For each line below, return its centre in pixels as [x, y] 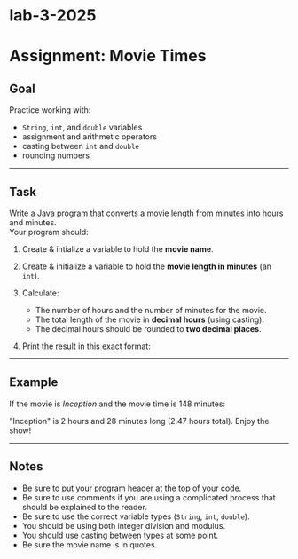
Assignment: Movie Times [108, 56]
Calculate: [40, 293]
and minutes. [33, 222]
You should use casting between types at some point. [120, 535]
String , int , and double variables [82, 127]
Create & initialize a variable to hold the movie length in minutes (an [147, 266]
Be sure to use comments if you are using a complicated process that [149, 497]
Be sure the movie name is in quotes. [90, 544]
